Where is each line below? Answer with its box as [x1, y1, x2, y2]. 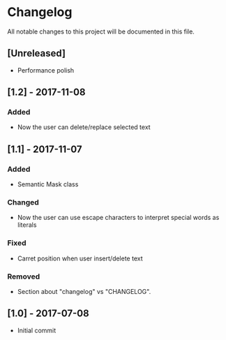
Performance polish [17, 66, 75, 74]
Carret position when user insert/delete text [17, 254, 143, 263]
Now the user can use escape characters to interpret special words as [17, 214, 220, 222]
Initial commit [17, 326, 56, 334]
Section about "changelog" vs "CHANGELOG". [17, 288, 151, 296]
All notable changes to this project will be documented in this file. [7, 27, 195, 36]
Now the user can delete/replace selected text [17, 123, 151, 131]
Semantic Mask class [17, 180, 79, 189]
